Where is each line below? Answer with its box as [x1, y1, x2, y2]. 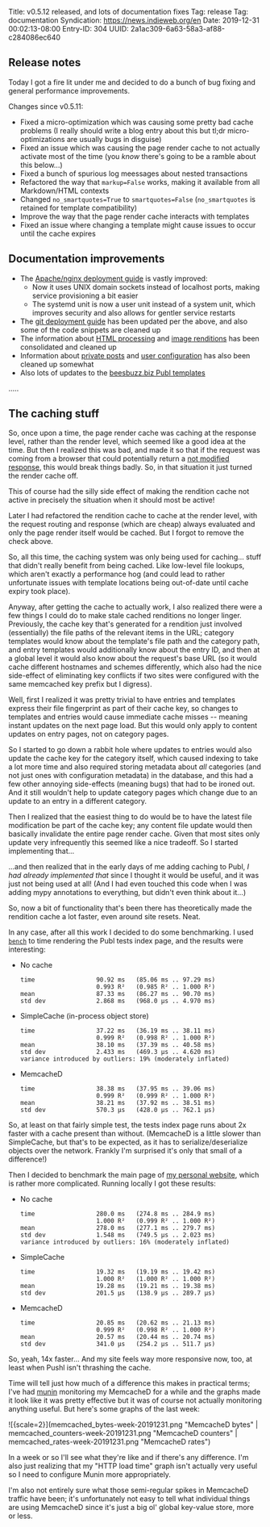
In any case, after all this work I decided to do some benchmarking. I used [8, 927, 254, 937]
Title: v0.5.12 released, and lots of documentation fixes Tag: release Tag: [8, 7, 248, 16]
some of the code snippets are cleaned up [19, 324, 161, 334]
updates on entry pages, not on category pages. [8, 730, 169, 739]
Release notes [8, 56, 81, 69]
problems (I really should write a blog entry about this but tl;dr [19, 125, 226, 136]
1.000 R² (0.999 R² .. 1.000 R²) [96, 1217, 216, 1225]
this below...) [19, 160, 63, 169]
